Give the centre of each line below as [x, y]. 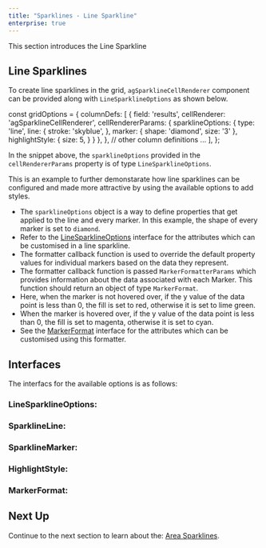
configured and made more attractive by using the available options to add [131, 188]
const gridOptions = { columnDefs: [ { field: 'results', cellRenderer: [117, 114]
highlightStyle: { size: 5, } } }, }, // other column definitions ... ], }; [114, 140]
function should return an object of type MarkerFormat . [109, 288]
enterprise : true [37, 23]
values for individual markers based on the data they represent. [124, 263]
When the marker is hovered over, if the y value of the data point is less [137, 314]
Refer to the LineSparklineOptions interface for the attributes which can [137, 238]
